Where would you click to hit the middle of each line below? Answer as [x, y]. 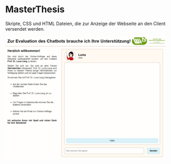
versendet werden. [25, 29]
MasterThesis [35, 9]
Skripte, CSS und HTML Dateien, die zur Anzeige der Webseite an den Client [85, 24]
